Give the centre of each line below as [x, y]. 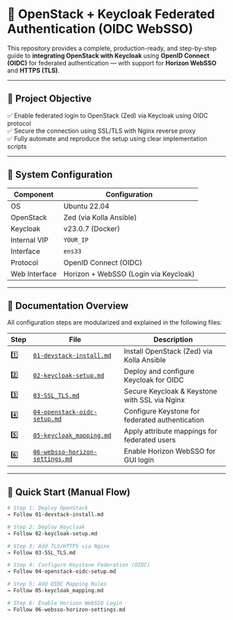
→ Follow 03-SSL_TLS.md [42, 553]
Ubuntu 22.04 [86, 206]
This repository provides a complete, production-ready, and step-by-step [112, 48]
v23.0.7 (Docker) [92, 229]
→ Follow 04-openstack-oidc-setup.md [62, 572]
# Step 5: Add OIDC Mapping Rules [57, 584]
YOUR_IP [76, 240]
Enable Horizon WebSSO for [170, 451]
